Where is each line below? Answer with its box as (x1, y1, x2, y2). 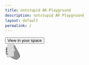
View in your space (7, 38, 42, 43)
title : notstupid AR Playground (5, 8, 71, 13)
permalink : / (5, 23, 32, 28)
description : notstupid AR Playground (5, 13, 84, 18)
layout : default (5, 18, 38, 23)
